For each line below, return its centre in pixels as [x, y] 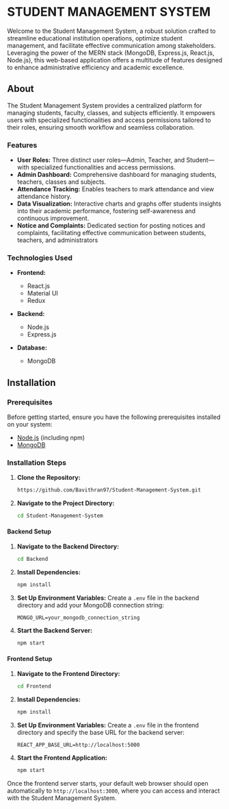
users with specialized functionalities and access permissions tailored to [109, 120]
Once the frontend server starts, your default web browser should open [108, 783]
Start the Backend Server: [55, 631]
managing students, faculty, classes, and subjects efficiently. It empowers [111, 112]
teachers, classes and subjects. [62, 182]
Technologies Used [40, 258]
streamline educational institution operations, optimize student [95, 38]
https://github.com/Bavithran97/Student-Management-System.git [109, 490]
